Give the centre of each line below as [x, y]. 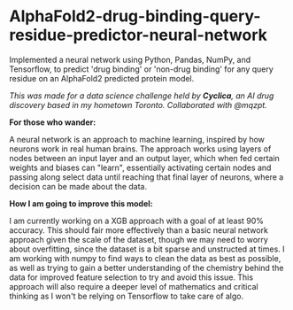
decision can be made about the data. [78, 186]
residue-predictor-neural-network [139, 35]
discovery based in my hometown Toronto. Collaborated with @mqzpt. [138, 105]
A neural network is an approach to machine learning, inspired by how [137, 139]
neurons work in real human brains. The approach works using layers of [140, 149]
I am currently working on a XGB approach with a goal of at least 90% [136, 221]
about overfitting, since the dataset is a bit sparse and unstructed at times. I [147, 249]
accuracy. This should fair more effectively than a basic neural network [139, 230]
